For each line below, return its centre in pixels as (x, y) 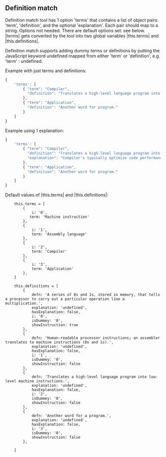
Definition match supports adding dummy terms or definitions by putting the (83, 50)
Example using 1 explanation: (35, 130)
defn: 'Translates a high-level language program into (89, 377)
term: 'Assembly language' (59, 234)
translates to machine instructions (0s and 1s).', (59, 342)
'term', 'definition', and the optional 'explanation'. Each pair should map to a (82, 25)
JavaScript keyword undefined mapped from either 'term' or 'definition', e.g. (83, 56)
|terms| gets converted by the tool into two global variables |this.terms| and (82, 36)
